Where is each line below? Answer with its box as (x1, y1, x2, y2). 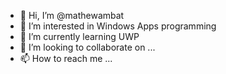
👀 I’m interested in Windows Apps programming (19, 20, 217, 32)
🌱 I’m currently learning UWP (19, 31, 140, 42)
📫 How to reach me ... (19, 53, 113, 64)
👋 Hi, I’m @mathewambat (19, 10, 125, 21)
